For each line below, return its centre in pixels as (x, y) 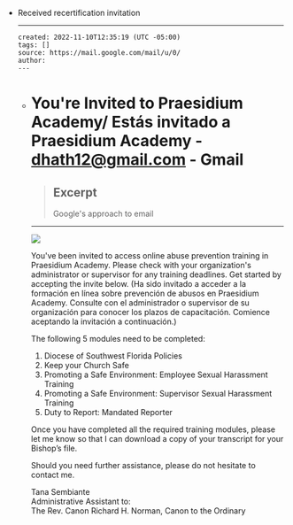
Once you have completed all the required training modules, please (153, 429)
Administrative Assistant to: (81, 501)
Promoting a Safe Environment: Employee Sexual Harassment (156, 374)
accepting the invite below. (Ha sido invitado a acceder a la (138, 284)
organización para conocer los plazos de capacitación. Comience (150, 312)
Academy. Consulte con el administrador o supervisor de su (140, 303)
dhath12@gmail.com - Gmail (137, 160)
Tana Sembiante (60, 492)
